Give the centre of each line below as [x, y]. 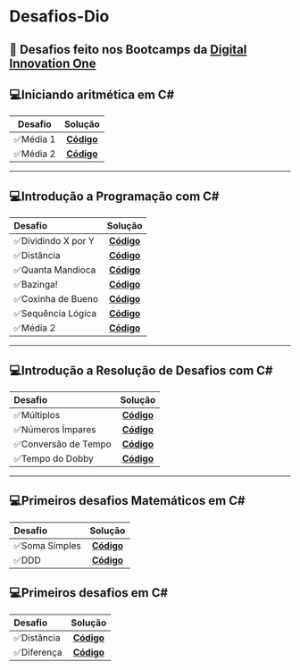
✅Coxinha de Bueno [56, 299]
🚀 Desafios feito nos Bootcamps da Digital [128, 50]
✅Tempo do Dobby [54, 459]
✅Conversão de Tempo [62, 444]
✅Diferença [38, 652]
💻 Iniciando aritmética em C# [92, 94]
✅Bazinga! [36, 285]
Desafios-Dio [59, 17]
